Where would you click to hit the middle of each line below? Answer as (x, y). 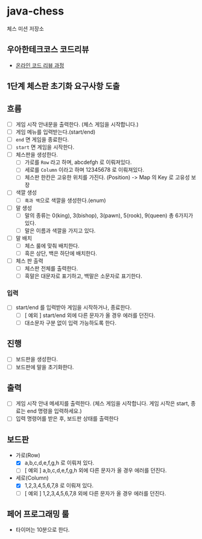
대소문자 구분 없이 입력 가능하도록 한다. (71, 322)
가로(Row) (28, 456)
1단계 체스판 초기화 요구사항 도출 (63, 86)
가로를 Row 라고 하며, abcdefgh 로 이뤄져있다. (78, 162)
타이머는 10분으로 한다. (43, 530)
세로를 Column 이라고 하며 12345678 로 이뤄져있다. (84, 170)
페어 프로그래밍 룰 (38, 514)
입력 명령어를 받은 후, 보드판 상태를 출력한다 (67, 419)
